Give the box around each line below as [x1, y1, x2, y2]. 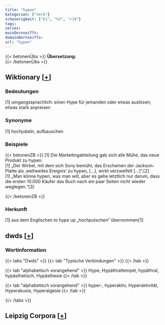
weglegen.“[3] [5, 184, 35, 190]
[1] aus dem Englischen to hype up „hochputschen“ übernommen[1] [5, 217, 144, 223]
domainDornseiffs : [5, 35, 43, 40]
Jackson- [135, 163, 155, 169]
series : [5, 26, 21, 31]
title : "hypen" [5, 7, 37, 12]
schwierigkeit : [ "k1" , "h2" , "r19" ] [5, 16, 81, 21]
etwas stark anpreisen [5, 105, 51, 110]
